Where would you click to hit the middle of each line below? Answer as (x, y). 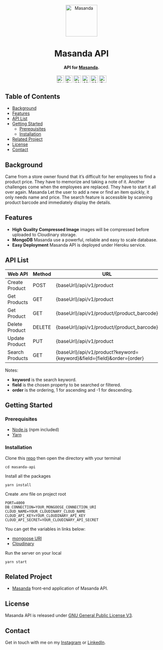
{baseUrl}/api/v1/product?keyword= (97, 352)
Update (16, 338)
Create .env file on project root (36, 494)
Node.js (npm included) (36, 430)
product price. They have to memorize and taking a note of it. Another (75, 182)
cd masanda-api (20, 467)
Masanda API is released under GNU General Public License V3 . (69, 615)
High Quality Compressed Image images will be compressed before (81, 229)
